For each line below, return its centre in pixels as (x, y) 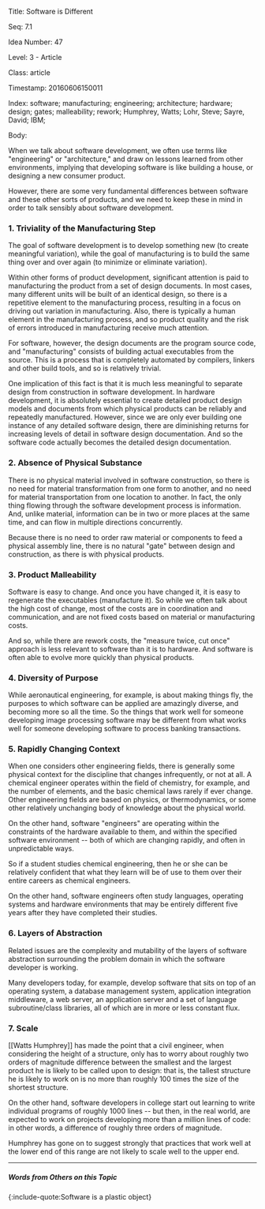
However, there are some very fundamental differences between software (128, 191)
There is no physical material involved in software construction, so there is (129, 480)
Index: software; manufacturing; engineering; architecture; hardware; (120, 103)
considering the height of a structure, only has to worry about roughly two (129, 1054)
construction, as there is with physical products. (86, 554)
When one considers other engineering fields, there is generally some (121, 766)
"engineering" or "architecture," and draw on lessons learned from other (126, 159)
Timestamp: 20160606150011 (56, 88)
